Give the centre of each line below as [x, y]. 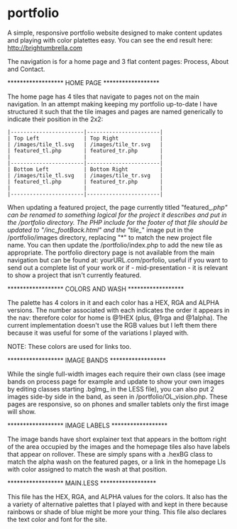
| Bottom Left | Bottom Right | [85, 169]
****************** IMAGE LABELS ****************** [88, 425]
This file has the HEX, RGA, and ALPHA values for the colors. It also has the [117, 496]
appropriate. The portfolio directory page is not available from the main [111, 252]
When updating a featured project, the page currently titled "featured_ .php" [118, 207]
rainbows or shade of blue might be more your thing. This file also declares [117, 511]
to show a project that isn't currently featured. [75, 275]
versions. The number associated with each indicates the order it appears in [118, 310]
